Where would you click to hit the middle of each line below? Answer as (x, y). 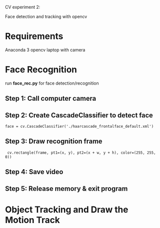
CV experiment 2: (23, 7)
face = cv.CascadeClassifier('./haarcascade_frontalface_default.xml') (79, 127)
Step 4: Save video (34, 172)
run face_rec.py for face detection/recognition (52, 83)
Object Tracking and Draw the (67, 209)
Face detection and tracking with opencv (46, 16)
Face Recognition (41, 70)
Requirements (34, 36)
